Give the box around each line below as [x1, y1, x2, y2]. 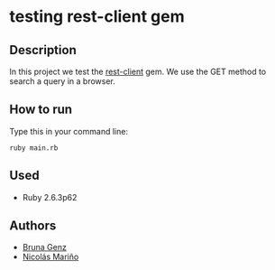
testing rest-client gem [9, 6, 185, 27]
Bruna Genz [22, 242, 68, 253]
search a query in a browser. [9, 76, 115, 87]
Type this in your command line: [9, 126, 129, 136]
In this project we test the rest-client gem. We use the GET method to [9, 66, 267, 77]
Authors [9, 219, 57, 234]
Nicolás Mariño [22, 251, 79, 263]
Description [9, 42, 77, 58]
